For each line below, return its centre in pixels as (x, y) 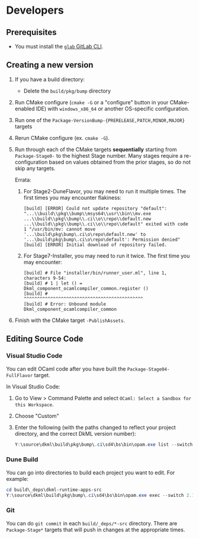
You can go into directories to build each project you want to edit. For (91, 473)
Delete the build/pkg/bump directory (67, 91)
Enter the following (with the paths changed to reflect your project (95, 427)
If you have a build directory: (49, 79)
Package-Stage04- (148, 369)
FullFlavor (20, 375)
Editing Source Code (45, 339)
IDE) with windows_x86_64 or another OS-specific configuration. (113, 109)
